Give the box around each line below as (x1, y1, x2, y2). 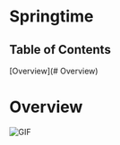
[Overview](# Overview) (9, 65, 99, 76)
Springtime (9, 6, 94, 27)
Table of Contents (9, 42, 112, 57)
